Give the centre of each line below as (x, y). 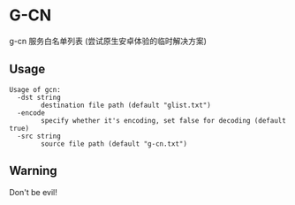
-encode (31, 113)
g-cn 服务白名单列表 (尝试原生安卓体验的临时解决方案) (108, 41)
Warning (33, 171)
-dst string (39, 97)
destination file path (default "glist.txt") (126, 105)
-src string (39, 136)
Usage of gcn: (35, 89)
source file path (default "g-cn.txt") (114, 144)
